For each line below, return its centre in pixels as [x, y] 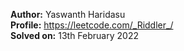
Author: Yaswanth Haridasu [68, 14]
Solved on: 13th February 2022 [74, 35]
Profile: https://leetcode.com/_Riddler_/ [92, 25]
